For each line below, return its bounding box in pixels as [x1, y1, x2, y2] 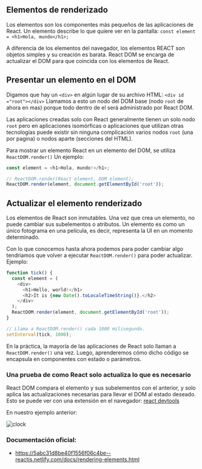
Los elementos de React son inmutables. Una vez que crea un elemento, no [6, 215, 195, 222]
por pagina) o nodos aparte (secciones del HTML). [6, 135, 133, 142]
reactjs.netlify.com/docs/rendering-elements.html [15, 456, 140, 463]
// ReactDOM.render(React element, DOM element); [6, 176, 135, 182]
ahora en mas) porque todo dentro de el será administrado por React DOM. [6, 104, 194, 111]
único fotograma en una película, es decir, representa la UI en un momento [6, 227, 193, 234]
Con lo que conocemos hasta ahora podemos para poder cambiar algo [6, 245, 184, 253]
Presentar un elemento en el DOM [6, 75, 136, 85]
